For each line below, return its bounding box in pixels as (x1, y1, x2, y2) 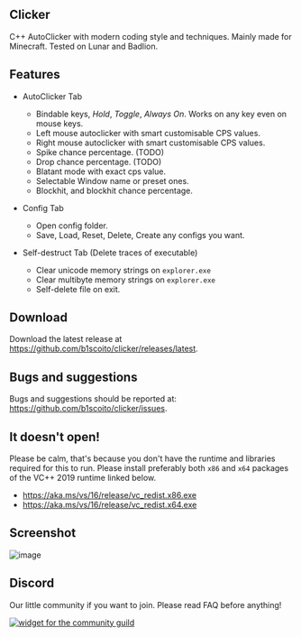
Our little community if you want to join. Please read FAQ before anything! (9, 599, 282, 610)
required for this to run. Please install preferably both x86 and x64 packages (9, 463, 289, 474)
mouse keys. (35, 117, 84, 129)
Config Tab (22, 202, 65, 213)
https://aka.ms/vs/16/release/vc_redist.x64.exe (22, 500, 197, 511)
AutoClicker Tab (22, 90, 83, 102)
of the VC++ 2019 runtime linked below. (9, 473, 157, 484)
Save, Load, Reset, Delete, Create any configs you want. (35, 229, 245, 240)
